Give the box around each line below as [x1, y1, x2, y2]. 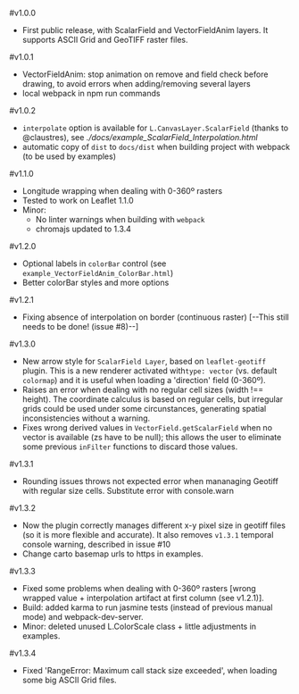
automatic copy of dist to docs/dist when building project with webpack [21, 142, 290, 152]
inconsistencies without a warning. [21, 413, 151, 423]
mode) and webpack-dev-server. [21, 612, 145, 622]
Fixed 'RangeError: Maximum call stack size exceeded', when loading [21, 665, 278, 675]
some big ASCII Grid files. [21, 674, 118, 685]
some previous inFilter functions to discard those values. [21, 441, 238, 452]
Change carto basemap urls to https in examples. [21, 548, 203, 559]
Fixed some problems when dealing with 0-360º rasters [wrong [21, 583, 256, 593]
